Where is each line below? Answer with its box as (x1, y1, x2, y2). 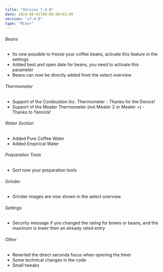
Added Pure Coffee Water (12, 136, 65, 141)
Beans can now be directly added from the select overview (12, 72, 132, 78)
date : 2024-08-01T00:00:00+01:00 (5, 12, 74, 17)
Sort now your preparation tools (12, 167, 77, 173)
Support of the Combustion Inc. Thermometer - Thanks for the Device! (12, 99, 156, 105)
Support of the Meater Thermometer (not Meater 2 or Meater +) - (12, 104, 145, 109)
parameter (12, 67, 33, 73)
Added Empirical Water (12, 140, 59, 146)
